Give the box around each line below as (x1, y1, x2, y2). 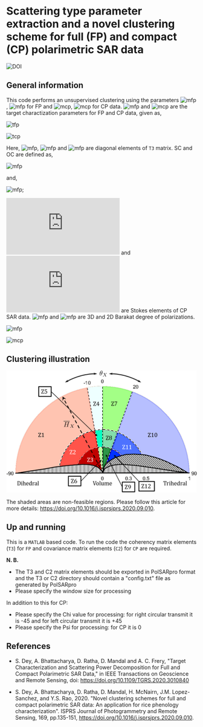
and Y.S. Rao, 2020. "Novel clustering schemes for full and (39, 694, 186, 702)
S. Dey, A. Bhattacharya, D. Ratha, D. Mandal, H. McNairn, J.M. (14, 688, 171, 696)
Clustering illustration (6, 354, 91, 364)
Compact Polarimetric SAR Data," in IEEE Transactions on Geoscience (14, 670, 189, 677)
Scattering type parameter (6, 4, 143, 18)
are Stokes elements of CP (120, 306, 187, 314)
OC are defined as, (6, 150, 53, 158)
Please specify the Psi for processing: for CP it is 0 (14, 624, 142, 631)
